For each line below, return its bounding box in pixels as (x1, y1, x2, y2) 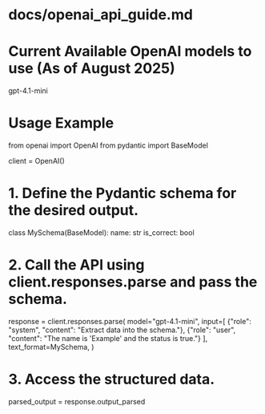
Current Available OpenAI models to (8, 43, 252, 61)
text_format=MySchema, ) (8, 342, 94, 351)
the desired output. (8, 201, 139, 220)
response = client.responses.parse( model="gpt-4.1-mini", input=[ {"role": (8, 316, 252, 326)
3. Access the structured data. (8, 371, 215, 388)
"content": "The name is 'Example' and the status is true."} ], (8, 333, 208, 343)
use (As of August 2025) (8, 59, 175, 78)
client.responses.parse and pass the (8, 273, 258, 291)
